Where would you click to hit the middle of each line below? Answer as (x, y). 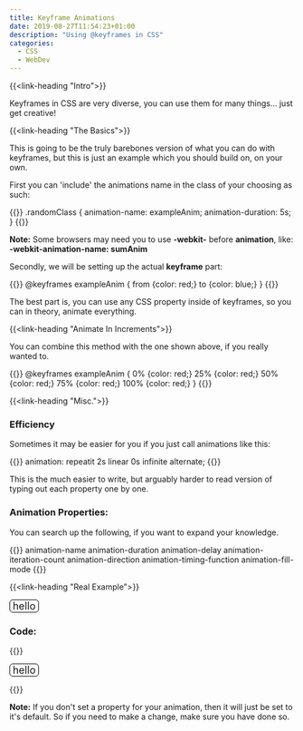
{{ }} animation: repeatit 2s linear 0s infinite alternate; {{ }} (115, 462)
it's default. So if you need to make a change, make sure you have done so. (150, 716)
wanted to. (29, 356)
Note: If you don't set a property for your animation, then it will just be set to (151, 707)
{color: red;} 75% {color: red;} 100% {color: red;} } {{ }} (111, 383)
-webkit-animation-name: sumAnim (79, 249)
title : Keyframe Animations (62, 18)
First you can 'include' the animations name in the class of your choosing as (151, 185)
